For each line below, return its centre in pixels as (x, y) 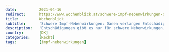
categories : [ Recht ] (30, 38)
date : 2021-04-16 (33, 10)
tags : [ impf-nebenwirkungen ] (46, 42)
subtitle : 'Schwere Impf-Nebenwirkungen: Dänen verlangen (73, 24)
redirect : (16, 14)
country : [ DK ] (27, 33)
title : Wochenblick (35, 19)
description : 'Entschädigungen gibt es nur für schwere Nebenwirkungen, (85, 28)
